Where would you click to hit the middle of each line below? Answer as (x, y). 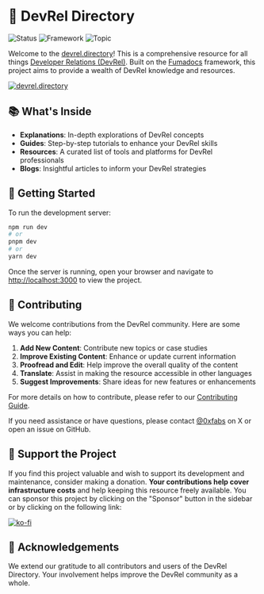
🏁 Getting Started (52, 194)
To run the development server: (59, 213)
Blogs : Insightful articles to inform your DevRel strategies (113, 168)
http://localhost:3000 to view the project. (75, 280)
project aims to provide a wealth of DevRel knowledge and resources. (122, 70)
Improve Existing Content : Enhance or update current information (128, 356)
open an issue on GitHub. (50, 429)
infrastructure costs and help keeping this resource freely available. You (128, 490)
